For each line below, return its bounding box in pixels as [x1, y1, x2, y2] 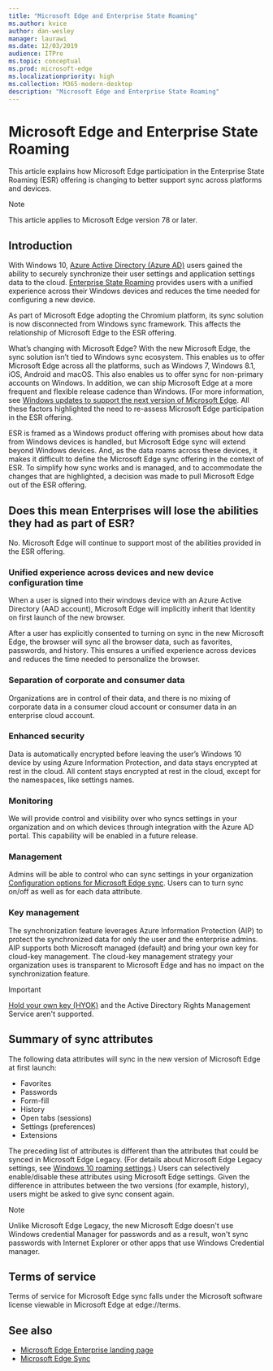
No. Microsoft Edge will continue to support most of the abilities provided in [8, 538, 262, 547]
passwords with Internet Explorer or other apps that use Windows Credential [8, 1238, 265, 1248]
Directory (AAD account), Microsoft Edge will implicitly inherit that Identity [8, 604, 256, 614]
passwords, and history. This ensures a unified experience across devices [8, 646, 257, 655]
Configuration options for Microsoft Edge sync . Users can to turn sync [8, 878, 244, 888]
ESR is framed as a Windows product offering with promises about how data [8, 428, 264, 439]
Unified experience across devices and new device [8, 566, 214, 577]
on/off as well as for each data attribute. [8, 887, 143, 897]
